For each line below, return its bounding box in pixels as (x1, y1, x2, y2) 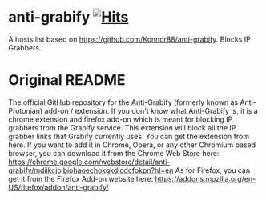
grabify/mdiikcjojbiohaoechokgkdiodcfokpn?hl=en (8, 165, 174, 175)
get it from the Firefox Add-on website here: (8, 174, 154, 183)
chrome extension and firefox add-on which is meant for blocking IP (8, 114, 233, 124)
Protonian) (8, 106, 43, 115)
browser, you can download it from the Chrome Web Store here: (8, 148, 220, 158)
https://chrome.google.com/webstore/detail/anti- (8, 157, 171, 166)
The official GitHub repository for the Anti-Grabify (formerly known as (8, 97, 239, 107)
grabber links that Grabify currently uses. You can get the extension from (8, 131, 250, 141)
